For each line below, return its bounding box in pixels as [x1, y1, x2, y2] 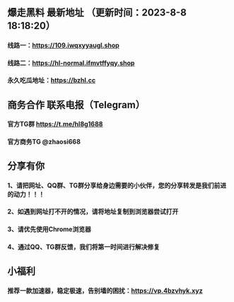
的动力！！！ [7, 190, 45, 198]
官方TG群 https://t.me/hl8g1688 [7, 120, 103, 129]
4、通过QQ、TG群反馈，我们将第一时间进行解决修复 [7, 243, 160, 251]
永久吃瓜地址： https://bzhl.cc [7, 76, 96, 85]
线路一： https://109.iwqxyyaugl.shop [7, 41, 120, 50]
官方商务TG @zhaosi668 [7, 137, 81, 146]
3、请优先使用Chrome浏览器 [7, 225, 92, 233]
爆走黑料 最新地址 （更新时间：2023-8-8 [7, 6, 187, 19]
